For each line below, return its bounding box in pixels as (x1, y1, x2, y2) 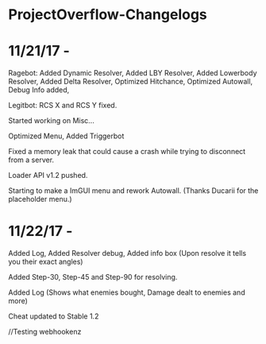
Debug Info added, (8, 85, 70, 95)
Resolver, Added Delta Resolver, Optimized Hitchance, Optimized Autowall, (8, 77, 253, 87)
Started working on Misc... (8, 116, 95, 126)
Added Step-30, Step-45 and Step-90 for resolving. (8, 272, 178, 282)
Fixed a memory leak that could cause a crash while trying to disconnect (8, 147, 246, 157)
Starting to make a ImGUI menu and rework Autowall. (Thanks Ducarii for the (8, 186, 259, 195)
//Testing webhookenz (8, 327, 82, 337)
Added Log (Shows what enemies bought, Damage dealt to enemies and (8, 288, 245, 297)
